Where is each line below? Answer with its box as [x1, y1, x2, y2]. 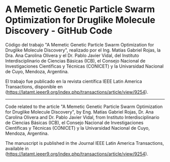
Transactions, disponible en [5, 83, 63, 89]
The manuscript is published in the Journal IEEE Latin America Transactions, [5, 140, 164, 146]
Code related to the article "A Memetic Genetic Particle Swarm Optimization [5, 103, 163, 110]
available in [5, 145, 29, 151]
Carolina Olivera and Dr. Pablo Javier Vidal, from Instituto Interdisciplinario [5, 114, 159, 120]
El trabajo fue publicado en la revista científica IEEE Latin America [5, 78, 143, 84]
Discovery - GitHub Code [5, 25, 113, 36]
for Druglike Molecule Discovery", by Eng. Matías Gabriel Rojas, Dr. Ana [5, 109, 154, 115]
